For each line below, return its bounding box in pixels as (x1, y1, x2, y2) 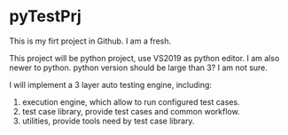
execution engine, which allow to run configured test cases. (21, 96, 241, 107)
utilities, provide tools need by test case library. (21, 115, 195, 126)
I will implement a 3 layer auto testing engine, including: (9, 79, 213, 90)
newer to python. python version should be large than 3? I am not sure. (9, 62, 269, 73)
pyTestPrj (9, 6, 82, 27)
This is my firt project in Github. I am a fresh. (9, 36, 172, 46)
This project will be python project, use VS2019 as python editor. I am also (9, 52, 280, 63)
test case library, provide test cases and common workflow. (21, 106, 241, 116)
